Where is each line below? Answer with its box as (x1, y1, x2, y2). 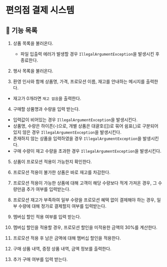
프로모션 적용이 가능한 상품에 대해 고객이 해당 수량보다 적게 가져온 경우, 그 (12, 180, 157, 186)
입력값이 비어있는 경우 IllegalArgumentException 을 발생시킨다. (12, 117, 138, 123)
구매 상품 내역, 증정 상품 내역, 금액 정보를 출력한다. (12, 246, 111, 251)
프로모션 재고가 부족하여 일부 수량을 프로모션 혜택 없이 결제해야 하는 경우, (12, 197, 156, 203)
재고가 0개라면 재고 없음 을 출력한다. (12, 96, 81, 101)
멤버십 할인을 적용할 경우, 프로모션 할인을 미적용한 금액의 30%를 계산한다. (12, 224, 157, 230)
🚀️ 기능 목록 (5, 26, 38, 35)
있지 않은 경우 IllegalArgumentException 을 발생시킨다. (12, 129, 121, 135)
